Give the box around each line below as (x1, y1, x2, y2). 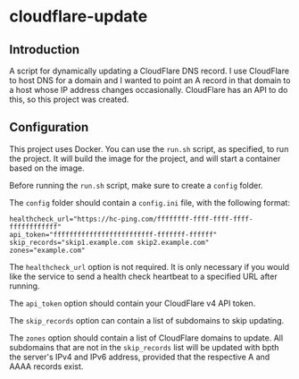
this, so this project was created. (9, 94, 129, 105)
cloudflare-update (9, 6, 148, 27)
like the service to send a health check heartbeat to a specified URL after (9, 271, 278, 282)
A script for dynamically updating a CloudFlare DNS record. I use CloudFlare (9, 65, 290, 76)
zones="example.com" (9, 246, 87, 255)
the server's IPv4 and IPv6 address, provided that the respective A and (9, 351, 270, 362)
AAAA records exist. (9, 360, 84, 372)
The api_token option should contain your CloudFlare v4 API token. (9, 298, 256, 308)
